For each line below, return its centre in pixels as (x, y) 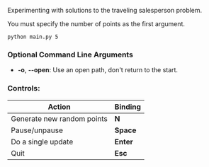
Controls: (24, 88)
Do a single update (42, 142)
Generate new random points (60, 118)
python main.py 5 (33, 37)
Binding (128, 107)
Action (59, 107)
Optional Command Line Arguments (70, 54)
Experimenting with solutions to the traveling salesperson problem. (105, 10)
